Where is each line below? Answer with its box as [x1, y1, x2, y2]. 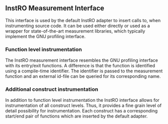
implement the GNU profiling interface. [5, 33, 86, 39]
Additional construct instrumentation [5, 86, 98, 93]
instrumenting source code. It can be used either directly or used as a [5, 23, 150, 29]
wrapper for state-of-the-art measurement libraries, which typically [5, 28, 145, 34]
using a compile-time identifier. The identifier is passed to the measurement [5, 68, 163, 74]
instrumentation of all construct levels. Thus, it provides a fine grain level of [5, 102, 162, 108]
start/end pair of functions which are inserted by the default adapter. [5, 113, 148, 119]
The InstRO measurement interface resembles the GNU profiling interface [5, 57, 158, 63]
